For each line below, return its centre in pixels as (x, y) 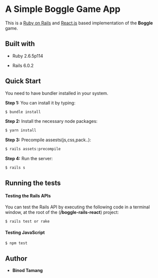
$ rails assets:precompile (33, 149)
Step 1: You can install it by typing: (40, 102)
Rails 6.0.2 (23, 65)
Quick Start (23, 81)
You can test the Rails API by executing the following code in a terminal (78, 207)
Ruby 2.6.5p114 (28, 56)
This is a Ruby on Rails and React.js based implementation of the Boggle (79, 23)
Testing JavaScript (25, 233)
